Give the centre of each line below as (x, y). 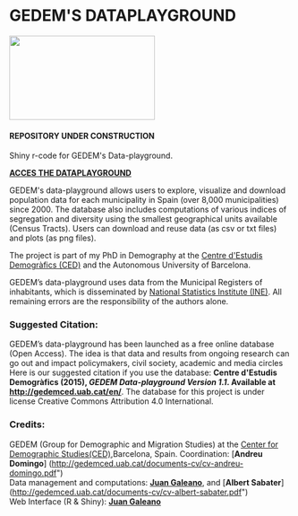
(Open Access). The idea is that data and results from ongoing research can (149, 354)
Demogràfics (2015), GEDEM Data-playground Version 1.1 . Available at (142, 382)
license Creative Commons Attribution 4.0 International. (111, 401)
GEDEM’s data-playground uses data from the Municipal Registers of (136, 283)
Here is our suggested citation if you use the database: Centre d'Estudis (143, 372)
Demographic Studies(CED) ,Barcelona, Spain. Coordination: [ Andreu (136, 453)
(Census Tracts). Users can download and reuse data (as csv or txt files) (143, 229)
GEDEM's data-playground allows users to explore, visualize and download (148, 190)
